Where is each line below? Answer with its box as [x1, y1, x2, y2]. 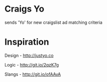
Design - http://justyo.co [4, 52, 54, 58]
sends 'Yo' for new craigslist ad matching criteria [4, 19, 103, 25]
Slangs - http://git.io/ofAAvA [4, 71, 61, 77]
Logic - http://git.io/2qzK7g [4, 62, 59, 67]
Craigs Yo [4, 3, 45, 15]
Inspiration [4, 36, 49, 48]
